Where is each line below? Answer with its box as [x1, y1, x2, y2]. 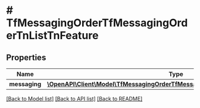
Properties [6, 52, 46, 62]
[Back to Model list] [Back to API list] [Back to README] [6, 96, 143, 102]
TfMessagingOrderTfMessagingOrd [6, 16, 188, 30]
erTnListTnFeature [6, 29, 99, 42]
